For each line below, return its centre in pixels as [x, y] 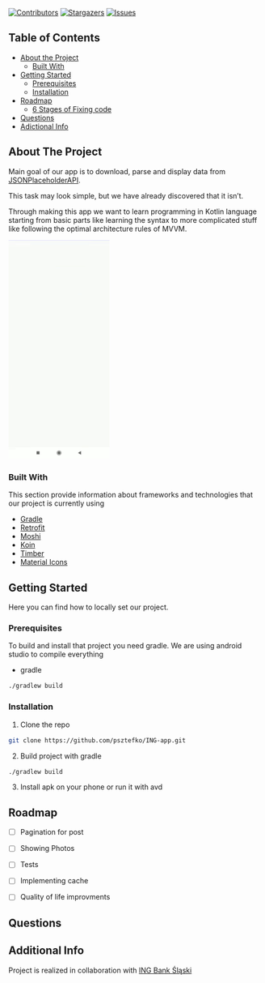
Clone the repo [45, 724]
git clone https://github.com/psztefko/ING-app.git [97, 740]
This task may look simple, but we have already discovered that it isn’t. [126, 195]
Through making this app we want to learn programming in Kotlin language [132, 212]
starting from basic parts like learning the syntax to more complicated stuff [133, 220]
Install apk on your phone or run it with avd [91, 787]
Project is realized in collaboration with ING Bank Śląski [100, 970]
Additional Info [46, 951]
